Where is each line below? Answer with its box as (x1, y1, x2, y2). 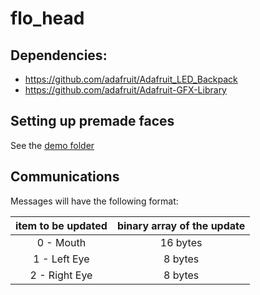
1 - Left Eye (33, 252, 90, 266)
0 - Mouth (36, 235, 87, 249)
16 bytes (159, 235, 203, 249)
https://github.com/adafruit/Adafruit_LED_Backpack (24, 73, 238, 85)
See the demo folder (10, 139, 95, 151)
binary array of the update (116, 218, 246, 232)
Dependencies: (10, 47, 108, 64)
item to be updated (15, 218, 108, 232)
